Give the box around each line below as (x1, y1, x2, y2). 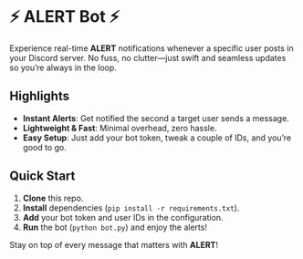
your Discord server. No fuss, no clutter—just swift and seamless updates (9, 52, 287, 63)
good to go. (22, 141, 67, 152)
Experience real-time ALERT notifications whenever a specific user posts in (9, 42, 294, 54)
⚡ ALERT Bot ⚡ (9, 6, 120, 27)
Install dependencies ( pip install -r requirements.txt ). (22, 202, 240, 213)
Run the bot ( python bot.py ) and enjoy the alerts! (22, 222, 208, 233)
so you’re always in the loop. (9, 62, 117, 73)
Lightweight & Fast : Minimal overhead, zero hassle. (22, 122, 217, 133)
